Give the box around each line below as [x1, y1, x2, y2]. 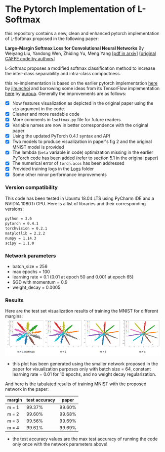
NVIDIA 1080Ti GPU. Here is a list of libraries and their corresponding [5, 200, 146, 206]
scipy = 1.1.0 [5, 241, 35, 246]
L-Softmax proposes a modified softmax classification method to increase [5, 65, 156, 71]
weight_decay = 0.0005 [12, 284, 61, 290]
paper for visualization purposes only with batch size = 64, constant [12, 366, 151, 372]
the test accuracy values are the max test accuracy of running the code [12, 436, 158, 442]
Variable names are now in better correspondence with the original [12, 122, 148, 128]
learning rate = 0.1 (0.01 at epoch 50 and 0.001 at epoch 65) [12, 274, 134, 280]
